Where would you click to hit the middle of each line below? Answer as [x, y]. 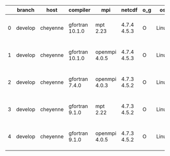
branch [26, 10]
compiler [79, 10]
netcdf [129, 10]
